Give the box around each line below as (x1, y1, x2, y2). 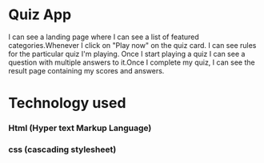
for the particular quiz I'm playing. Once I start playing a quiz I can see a (8, 49, 246, 58)
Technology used (8, 94, 126, 113)
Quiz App (8, 6, 72, 24)
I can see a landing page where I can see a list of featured (8, 32, 200, 42)
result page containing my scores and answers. (8, 66, 165, 75)
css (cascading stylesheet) (8, 144, 117, 155)
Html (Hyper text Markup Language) (8, 122, 152, 133)
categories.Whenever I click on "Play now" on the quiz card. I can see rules (8, 40, 257, 50)
